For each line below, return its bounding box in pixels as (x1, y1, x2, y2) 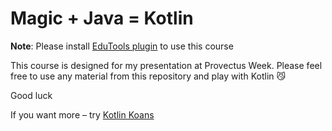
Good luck (10, 89, 53, 101)
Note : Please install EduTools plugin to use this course (10, 40, 234, 52)
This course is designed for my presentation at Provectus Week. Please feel (10, 59, 323, 71)
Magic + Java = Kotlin (10, 7, 194, 30)
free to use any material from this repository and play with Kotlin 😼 (10, 70, 287, 82)
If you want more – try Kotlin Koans (10, 108, 155, 121)
